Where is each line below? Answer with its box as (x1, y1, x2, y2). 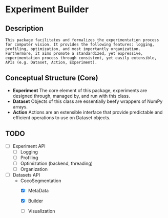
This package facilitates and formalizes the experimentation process (5, 37, 159, 42)
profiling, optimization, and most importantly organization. (5, 47, 141, 52)
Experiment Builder (5, 4, 89, 15)
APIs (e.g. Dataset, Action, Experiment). (5, 60, 97, 65)
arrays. (12, 103, 28, 110)
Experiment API (12, 143, 46, 149)
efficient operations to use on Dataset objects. (12, 114, 111, 121)
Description (5, 24, 44, 33)
